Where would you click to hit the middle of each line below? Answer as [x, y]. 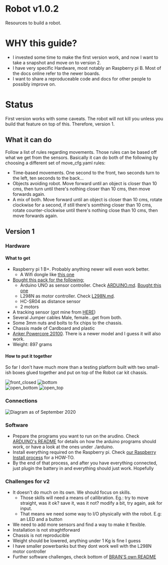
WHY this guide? [41, 43]
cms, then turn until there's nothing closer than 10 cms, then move [81, 189]
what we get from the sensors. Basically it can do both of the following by [82, 157]
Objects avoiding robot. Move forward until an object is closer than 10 [85, 183]
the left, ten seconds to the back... [48, 178]
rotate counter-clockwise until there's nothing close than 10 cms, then [85, 210]
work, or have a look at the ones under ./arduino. [63, 447]
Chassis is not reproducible [41, 535]
